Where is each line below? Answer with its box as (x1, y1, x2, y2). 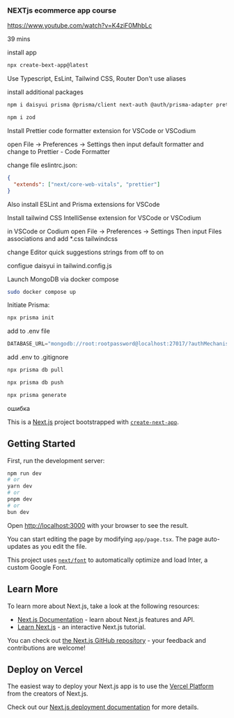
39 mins (7, 35, 31, 43)
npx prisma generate (7, 391, 68, 398)
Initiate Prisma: (7, 301, 50, 309)
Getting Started (7, 438, 76, 450)
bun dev (7, 508, 30, 515)
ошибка (7, 404, 30, 412)
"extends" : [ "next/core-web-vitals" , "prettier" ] (13, 180, 160, 188)
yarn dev (7, 483, 33, 490)
